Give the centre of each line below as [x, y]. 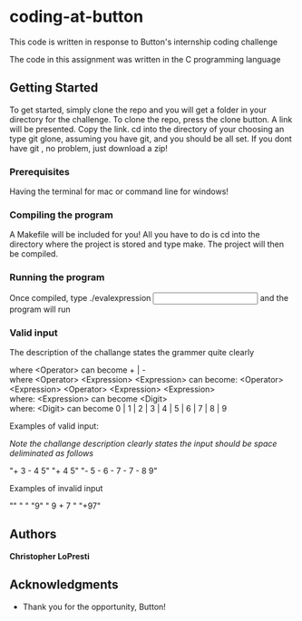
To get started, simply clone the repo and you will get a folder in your [138, 110]
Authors [33, 534]
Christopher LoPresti [49, 556]
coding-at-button [76, 17]
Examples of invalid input [56, 488]
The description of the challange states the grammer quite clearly [132, 352]
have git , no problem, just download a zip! [88, 148]
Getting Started [54, 88]
